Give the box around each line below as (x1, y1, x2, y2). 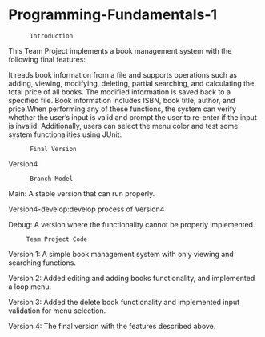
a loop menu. (8, 282, 52, 291)
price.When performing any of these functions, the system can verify (8, 104, 237, 114)
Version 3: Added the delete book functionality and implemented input (8, 297, 240, 307)
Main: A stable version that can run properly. (8, 188, 155, 198)
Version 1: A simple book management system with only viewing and (8, 249, 234, 259)
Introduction (29, 32, 74, 40)
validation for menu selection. (8, 306, 106, 315)
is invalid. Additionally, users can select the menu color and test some (8, 121, 239, 130)
